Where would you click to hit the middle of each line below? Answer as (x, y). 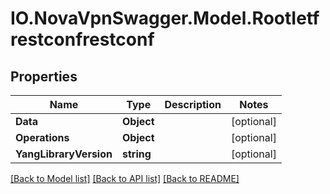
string (136, 154)
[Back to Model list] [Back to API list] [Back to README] (125, 178)
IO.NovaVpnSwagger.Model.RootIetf (165, 18)
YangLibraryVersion (64, 154)
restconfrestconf (82, 39)
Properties (44, 76)
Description (193, 104)
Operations (42, 137)
